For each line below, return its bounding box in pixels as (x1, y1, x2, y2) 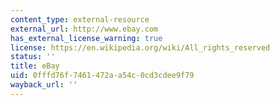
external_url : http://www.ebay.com (10, 24, 159, 34)
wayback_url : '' (10, 80, 78, 90)
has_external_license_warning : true (10, 33, 163, 43)
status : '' (10, 52, 56, 62)
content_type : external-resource (10, 14, 150, 25)
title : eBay (10, 61, 60, 71)
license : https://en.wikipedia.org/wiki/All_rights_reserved (10, 42, 271, 53)
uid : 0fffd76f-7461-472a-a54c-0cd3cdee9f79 (10, 71, 195, 81)
